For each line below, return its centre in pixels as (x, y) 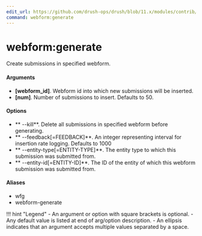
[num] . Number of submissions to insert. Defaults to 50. (84, 97)
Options (17, 111)
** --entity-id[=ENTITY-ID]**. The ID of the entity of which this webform (105, 162)
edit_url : (19, 12)
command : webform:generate (40, 17)
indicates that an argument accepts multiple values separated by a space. (98, 227)
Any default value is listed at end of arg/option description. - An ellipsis (94, 220)
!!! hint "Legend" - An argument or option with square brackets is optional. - (100, 214)
